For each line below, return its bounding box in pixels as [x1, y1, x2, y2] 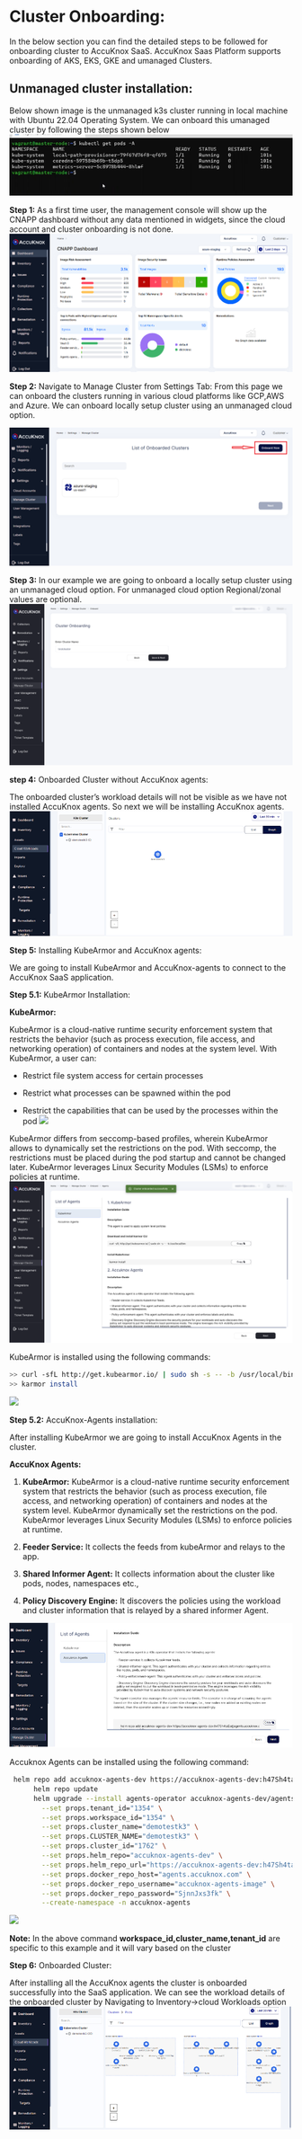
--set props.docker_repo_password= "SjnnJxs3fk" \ [41, 1889, 231, 1898]
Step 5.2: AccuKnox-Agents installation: [9, 1415, 158, 1425]
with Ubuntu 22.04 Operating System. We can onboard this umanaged [9, 114, 270, 125]
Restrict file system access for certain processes [22, 1070, 204, 1081]
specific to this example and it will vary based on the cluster [9, 1943, 232, 1954]
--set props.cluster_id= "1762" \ [41, 1842, 167, 1851]
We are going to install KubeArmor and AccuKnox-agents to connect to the [9, 963, 286, 973]
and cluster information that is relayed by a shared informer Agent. [22, 1605, 270, 1615]
